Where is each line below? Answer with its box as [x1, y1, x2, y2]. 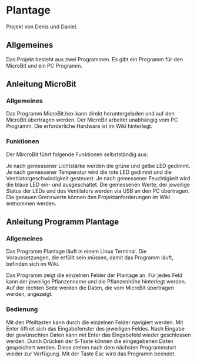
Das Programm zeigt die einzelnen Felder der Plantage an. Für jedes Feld [6, 272, 183, 279]
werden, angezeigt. [6, 291, 53, 298]
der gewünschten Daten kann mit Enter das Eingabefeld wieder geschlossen [6, 331, 191, 338]
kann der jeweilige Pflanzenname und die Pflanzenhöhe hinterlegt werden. [6, 278, 186, 285]
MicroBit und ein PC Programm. [6, 62, 83, 69]
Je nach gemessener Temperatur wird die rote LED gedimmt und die [6, 169, 172, 176]
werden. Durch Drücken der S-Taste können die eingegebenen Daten [6, 337, 173, 345]
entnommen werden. [6, 200, 57, 207]
